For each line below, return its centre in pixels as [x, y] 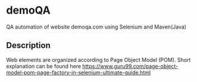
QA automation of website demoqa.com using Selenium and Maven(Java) [96, 27]
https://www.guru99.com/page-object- [130, 66]
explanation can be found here [44, 66]
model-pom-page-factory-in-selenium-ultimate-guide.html [78, 72]
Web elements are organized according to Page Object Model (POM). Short [98, 59]
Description [28, 45]
